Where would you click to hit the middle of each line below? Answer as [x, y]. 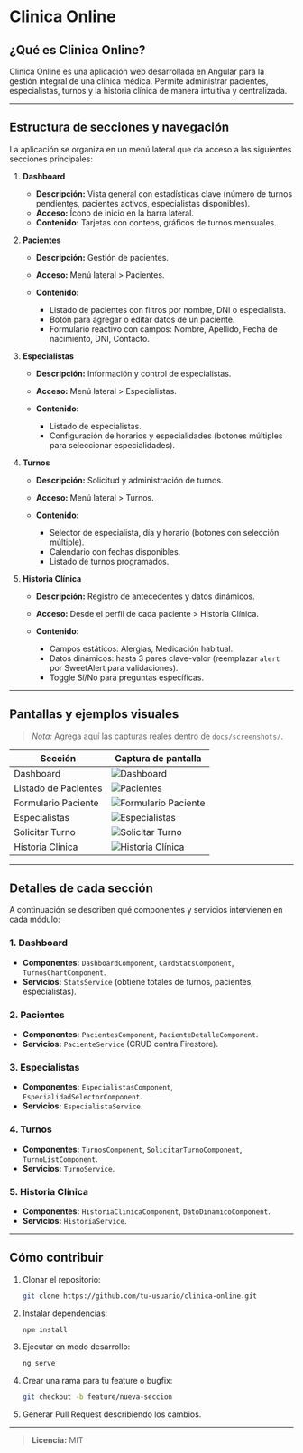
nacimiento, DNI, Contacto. [100, 338]
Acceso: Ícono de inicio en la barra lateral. [115, 213]
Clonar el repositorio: [61, 1279]
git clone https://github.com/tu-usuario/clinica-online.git [140, 1296]
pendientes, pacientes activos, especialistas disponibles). [143, 203]
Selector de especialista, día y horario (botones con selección [164, 532]
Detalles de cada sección [81, 889]
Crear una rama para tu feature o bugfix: [97, 1381]
